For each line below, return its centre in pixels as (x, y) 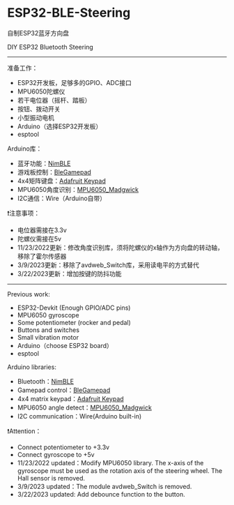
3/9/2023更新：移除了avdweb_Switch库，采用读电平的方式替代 (108, 265)
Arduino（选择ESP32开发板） (60, 126)
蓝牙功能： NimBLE (44, 163)
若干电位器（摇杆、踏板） (54, 100)
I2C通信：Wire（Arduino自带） (62, 198)
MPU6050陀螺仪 (41, 91)
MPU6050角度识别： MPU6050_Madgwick (78, 189)
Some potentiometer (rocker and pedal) (74, 322)
